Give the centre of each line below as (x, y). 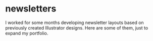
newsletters (31, 9)
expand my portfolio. (27, 33)
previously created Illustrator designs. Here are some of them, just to (77, 27)
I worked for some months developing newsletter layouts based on (74, 22)
